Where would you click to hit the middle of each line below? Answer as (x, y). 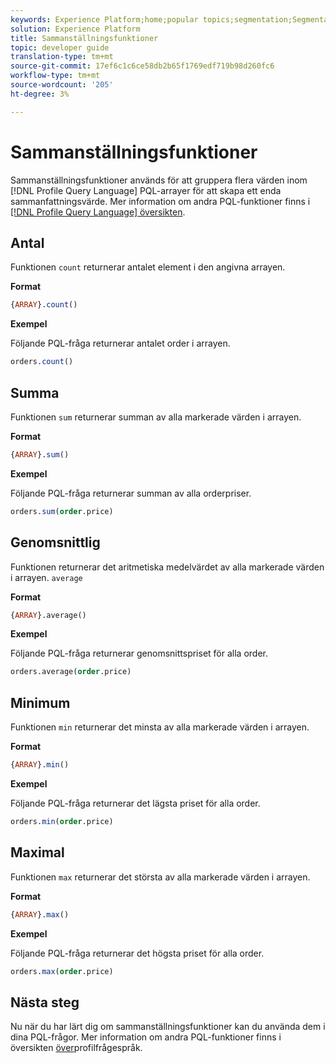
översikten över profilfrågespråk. (76, 1048)
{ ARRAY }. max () (40, 914)
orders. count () (42, 362)
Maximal (37, 852)
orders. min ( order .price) (62, 821)
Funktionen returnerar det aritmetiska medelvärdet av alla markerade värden (167, 567)
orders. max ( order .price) (62, 971)
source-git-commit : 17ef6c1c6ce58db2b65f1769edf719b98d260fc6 (142, 66)
